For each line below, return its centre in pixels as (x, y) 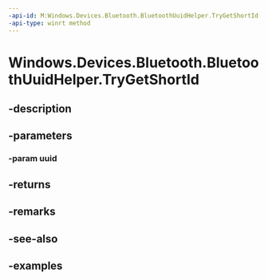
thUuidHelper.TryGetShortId (104, 79)
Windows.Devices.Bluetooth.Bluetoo (134, 63)
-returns (30, 184)
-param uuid (33, 159)
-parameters (40, 136)
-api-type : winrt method (49, 23)
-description (40, 109)
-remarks (32, 212)
